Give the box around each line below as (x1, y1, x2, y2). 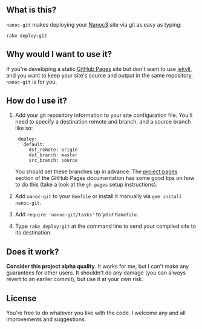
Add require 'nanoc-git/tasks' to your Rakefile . (15, 211, 139, 218)
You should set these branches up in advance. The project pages (15, 168, 178, 175)
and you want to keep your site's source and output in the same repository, (6, 71, 194, 79)
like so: (15, 124, 33, 132)
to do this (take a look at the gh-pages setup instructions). (15, 181, 158, 188)
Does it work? (6, 247, 59, 257)
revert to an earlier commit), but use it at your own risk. (6, 276, 143, 283)
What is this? (6, 5, 57, 15)
